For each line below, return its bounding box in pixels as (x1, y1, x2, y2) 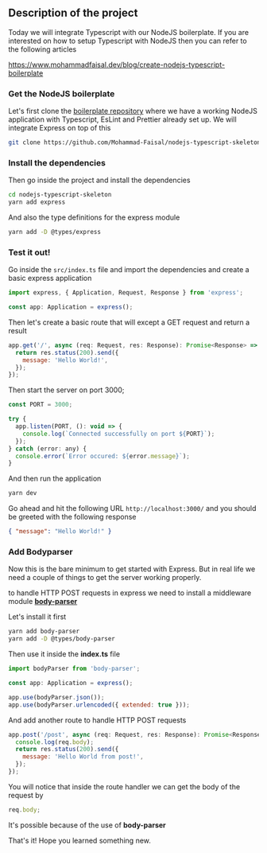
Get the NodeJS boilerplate (8, 88, 115, 99)
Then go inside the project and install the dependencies (8, 175, 191, 185)
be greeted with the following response (8, 512, 137, 522)
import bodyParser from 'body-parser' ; (8, 664, 141, 673)
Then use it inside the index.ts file (8, 649, 121, 659)
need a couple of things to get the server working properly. (8, 573, 202, 582)
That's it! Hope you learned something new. (8, 835, 151, 845)
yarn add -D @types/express (8, 228, 102, 236)
